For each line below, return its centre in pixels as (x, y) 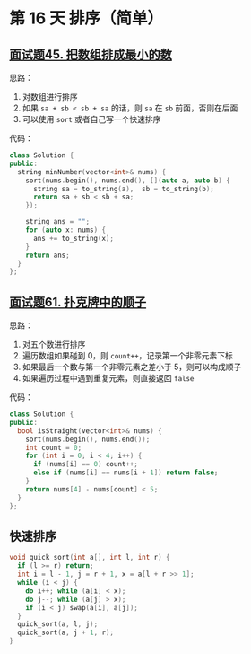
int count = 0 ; (54, 447)
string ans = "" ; (58, 222)
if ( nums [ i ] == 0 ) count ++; (86, 464)
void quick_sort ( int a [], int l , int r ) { (90, 558)
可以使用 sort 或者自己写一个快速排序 (91, 119)
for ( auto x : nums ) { (65, 230)
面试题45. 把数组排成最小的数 (91, 54)
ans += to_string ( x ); (74, 238)
